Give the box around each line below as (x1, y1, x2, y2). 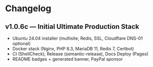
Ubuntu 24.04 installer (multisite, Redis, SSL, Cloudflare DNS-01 (12, 35, 143, 41)
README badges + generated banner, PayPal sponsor (12, 56, 123, 62)
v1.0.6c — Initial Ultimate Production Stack (5, 22, 140, 31)
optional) (12, 41, 31, 46)
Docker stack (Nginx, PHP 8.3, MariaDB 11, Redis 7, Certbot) (12, 46, 134, 51)
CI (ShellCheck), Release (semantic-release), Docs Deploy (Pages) (12, 51, 149, 57)
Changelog (5, 3, 51, 14)
